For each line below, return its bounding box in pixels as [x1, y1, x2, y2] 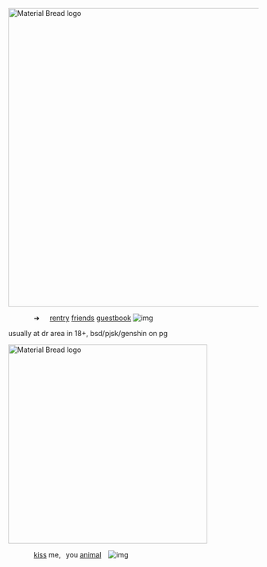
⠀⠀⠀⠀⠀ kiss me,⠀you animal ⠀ [8, 550, 107, 559]
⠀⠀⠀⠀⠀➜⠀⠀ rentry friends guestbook [8, 313, 132, 323]
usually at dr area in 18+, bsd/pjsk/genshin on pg [8, 329, 168, 338]
